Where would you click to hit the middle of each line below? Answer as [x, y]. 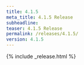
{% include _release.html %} [41, 56]
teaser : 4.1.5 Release [34, 28]
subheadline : [22, 23]
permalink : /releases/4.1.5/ [42, 34]
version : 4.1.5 [25, 39]
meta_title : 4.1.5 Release [40, 17]
